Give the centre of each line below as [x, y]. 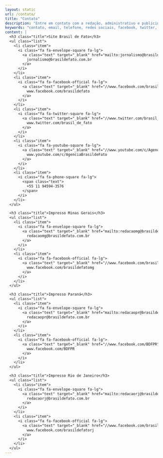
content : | [16, 32]
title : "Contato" [23, 19]
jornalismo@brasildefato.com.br [59, 59]
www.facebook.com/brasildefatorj [60, 430]
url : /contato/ [20, 14]
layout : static [20, 10]
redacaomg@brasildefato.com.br [58, 236]
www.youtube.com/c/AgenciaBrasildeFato [67, 154]
